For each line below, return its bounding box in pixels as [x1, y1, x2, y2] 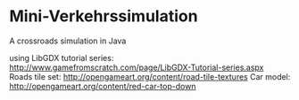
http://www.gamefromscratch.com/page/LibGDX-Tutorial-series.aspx [9, 62, 264, 73]
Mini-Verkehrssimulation [9, 6, 198, 27]
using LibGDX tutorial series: [9, 52, 114, 63]
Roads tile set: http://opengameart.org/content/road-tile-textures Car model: [9, 71, 291, 81]
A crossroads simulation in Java [9, 35, 127, 46]
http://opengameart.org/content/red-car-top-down [9, 81, 196, 91]
